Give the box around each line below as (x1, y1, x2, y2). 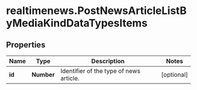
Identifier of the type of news (60, 67, 141, 75)
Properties (6, 40, 46, 50)
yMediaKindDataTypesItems (6, 16, 148, 30)
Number (31, 71, 55, 78)
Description (91, 57, 125, 65)
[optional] (161, 71, 188, 78)
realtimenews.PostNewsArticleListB (6, 4, 187, 18)
